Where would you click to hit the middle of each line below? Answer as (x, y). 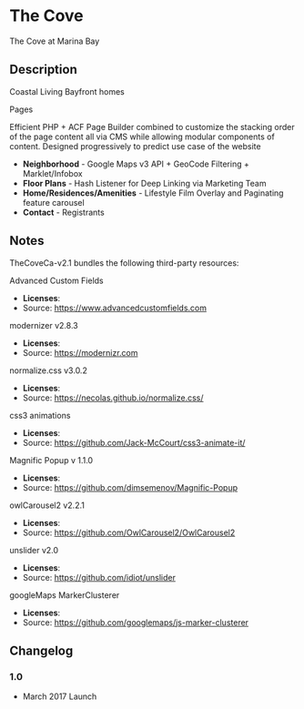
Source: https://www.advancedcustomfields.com (115, 308)
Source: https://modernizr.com (80, 352)
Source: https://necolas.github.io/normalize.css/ (113, 398)
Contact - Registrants (63, 212)
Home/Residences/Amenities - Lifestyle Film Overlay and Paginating (153, 193)
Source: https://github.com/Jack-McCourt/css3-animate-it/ (134, 442)
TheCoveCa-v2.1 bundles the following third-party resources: (124, 263)
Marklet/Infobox (53, 173)
